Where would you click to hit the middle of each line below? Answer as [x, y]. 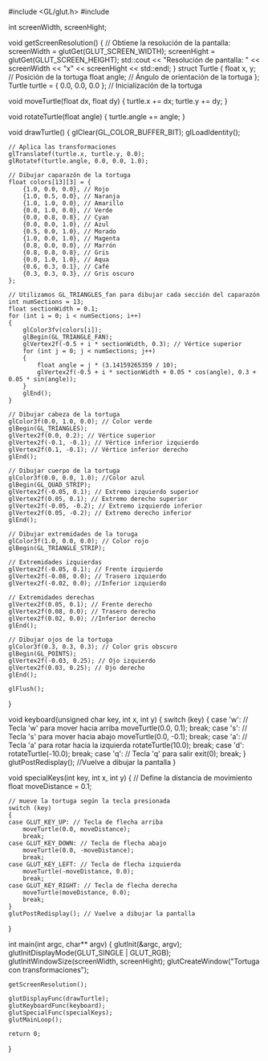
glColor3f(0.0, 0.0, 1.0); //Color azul [77, 478]
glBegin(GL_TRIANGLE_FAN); [68, 337]
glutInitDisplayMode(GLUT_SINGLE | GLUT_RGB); [89, 953]
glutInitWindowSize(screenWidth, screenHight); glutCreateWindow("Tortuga [134, 961]
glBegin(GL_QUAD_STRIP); [50, 485]
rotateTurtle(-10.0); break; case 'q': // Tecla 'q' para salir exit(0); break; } [127, 754]
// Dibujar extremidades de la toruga [73, 534]
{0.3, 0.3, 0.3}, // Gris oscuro [79, 273]
